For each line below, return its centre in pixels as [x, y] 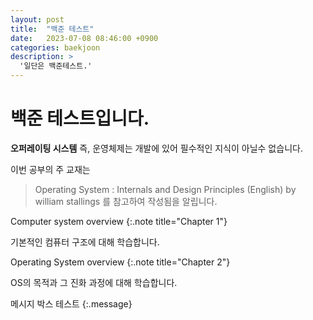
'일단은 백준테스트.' [56, 66]
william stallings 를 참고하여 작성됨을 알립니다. [126, 201]
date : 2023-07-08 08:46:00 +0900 [84, 38]
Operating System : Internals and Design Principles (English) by [165, 189]
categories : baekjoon [55, 47]
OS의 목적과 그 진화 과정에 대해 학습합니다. [94, 282]
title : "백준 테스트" [52, 29]
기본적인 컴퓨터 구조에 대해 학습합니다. [85, 242]
